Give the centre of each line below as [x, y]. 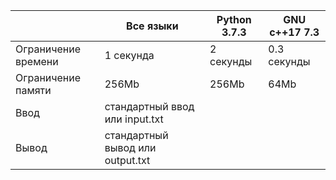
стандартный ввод [149, 106]
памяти [33, 90]
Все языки [152, 26]
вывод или [130, 147]
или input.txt [134, 119]
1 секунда [129, 55]
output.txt [127, 160]
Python [234, 19]
